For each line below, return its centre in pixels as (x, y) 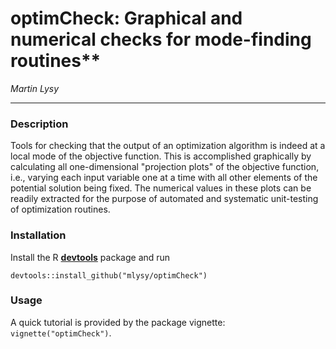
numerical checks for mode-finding (161, 39)
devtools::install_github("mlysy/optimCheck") (109, 275)
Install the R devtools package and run (90, 257)
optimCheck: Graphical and (126, 18)
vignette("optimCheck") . (61, 333)
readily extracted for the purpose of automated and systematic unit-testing (164, 199)
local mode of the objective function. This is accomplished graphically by (161, 156)
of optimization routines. (60, 209)
